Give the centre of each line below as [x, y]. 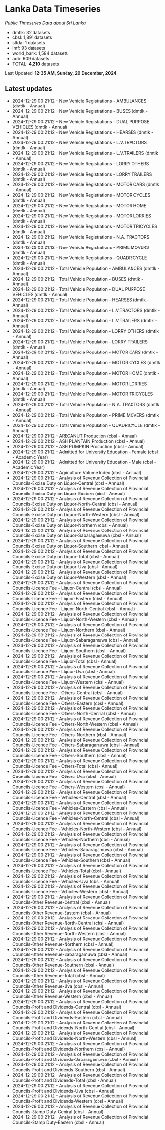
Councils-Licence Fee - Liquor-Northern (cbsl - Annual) [69, 630]
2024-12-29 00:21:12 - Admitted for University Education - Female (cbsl [85, 452]
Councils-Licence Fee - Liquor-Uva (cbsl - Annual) [64, 671]
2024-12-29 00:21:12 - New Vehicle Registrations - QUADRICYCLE [80, 258]
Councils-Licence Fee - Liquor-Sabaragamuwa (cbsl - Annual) [75, 640]
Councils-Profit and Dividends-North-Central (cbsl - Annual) [73, 1028]
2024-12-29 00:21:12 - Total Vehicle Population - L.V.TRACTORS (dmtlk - [86, 310]
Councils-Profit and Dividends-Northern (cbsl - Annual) [68, 1049]
